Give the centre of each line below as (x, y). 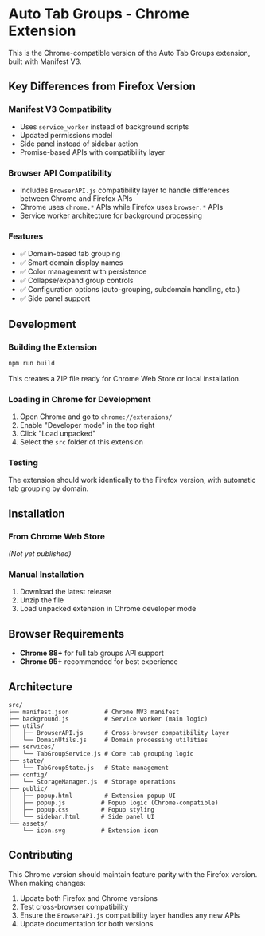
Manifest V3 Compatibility (60, 109)
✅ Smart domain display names (71, 263)
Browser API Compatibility (60, 172)
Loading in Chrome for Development (80, 399)
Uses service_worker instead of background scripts (104, 126)
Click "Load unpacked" (58, 434)
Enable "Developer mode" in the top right (87, 425)
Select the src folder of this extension (82, 442)
